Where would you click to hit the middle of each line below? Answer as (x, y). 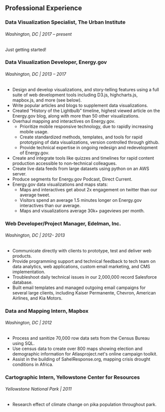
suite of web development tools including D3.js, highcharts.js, (75, 95)
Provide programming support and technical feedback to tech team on (84, 261)
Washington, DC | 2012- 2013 (35, 235)
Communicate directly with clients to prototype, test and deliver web (82, 250)
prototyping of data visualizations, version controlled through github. (89, 142)
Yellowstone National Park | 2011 (39, 389)
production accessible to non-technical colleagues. (64, 163)
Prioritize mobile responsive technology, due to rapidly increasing (86, 126)
